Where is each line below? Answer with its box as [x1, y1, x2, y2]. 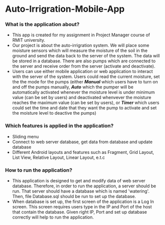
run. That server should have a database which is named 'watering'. [12, 188, 150, 194]
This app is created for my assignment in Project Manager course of [12, 32, 150, 38]
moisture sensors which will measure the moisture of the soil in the [12, 48, 148, 53]
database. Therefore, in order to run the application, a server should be [12, 183, 156, 189]
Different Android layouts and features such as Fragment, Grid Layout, [12, 149, 154, 155]
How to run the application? [5, 167, 73, 174]
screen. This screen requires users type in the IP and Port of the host [12, 204, 152, 210]
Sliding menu [12, 133, 39, 139]
